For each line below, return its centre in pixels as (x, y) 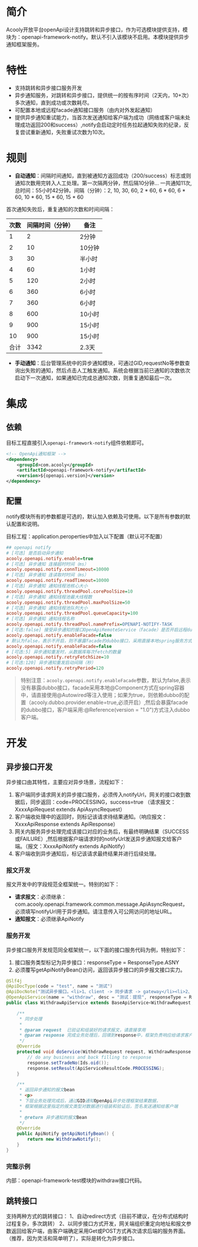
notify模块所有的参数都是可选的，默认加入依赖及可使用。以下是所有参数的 (96, 516)
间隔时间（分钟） (51, 225)
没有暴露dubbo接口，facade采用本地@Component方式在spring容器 (103, 688)
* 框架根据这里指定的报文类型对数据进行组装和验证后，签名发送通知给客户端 (99, 1106)
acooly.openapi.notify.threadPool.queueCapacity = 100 (72, 613)
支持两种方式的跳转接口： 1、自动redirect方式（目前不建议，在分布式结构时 (97, 1216)
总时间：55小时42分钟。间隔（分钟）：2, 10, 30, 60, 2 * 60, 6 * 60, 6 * (100, 190)
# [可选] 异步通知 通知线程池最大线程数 (49, 597)
